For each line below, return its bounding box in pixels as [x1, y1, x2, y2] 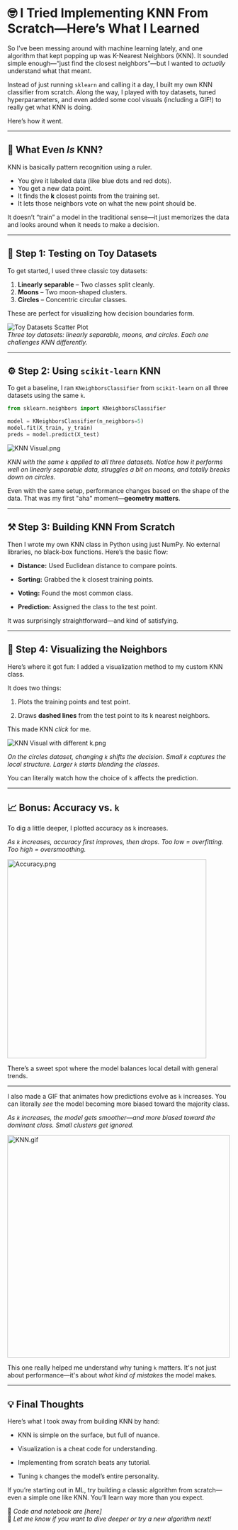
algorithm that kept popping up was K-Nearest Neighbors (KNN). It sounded [7, 51, 229, 60]
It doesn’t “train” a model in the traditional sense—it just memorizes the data [7, 213, 229, 221]
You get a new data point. [17, 184, 93, 192]
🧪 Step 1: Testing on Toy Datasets [7, 248, 157, 260]
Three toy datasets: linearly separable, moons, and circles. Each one [7, 330, 209, 338]
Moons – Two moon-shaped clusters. [17, 287, 127, 296]
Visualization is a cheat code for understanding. [17, 1445, 157, 1453]
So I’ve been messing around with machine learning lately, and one [7, 44, 203, 52]
